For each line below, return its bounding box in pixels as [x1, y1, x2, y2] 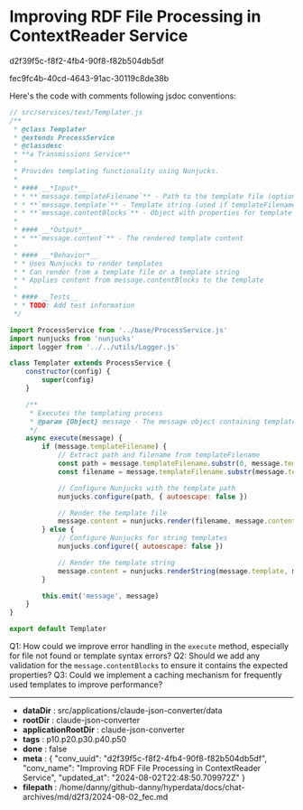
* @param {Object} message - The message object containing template [29, 417, 297, 426]
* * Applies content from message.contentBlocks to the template [13, 275, 264, 285]
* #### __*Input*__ [13, 183, 87, 192]
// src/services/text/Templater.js [9, 107, 143, 116]
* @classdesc [13, 142, 63, 151]
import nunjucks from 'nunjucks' [9, 334, 135, 343]
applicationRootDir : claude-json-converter [22, 724, 185, 735]
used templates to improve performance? [9, 679, 163, 690]
